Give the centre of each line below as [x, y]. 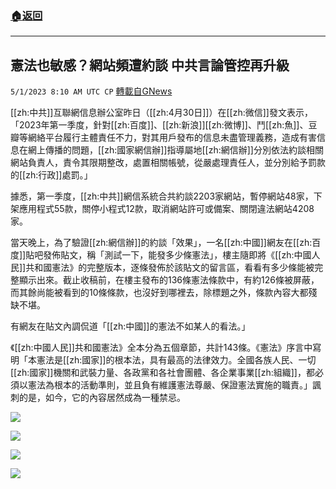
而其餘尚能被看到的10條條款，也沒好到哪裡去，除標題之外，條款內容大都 [159, 293]
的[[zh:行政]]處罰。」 [51, 175]
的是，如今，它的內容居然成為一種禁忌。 [102, 398]
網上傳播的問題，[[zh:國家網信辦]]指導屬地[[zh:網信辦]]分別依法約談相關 [175, 150]
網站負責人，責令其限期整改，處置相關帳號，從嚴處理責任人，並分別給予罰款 [168, 163]
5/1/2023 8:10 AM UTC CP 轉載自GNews [91, 91]
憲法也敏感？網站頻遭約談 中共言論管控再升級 [150, 65]
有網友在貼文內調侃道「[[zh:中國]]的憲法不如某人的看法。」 [130, 326]
